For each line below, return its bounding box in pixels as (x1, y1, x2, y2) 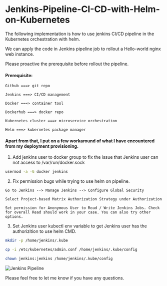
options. (5, 214, 23, 219)
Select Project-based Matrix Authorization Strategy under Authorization (5, 197, 162, 202)
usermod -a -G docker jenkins (5, 169, 68, 174)
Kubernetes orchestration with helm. (5, 36, 80, 42)
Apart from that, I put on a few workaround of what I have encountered (5, 138, 155, 144)
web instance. (5, 51, 34, 57)
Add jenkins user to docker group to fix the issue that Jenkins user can (12, 154, 158, 160)
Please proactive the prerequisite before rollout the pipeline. (5, 61, 129, 67)
